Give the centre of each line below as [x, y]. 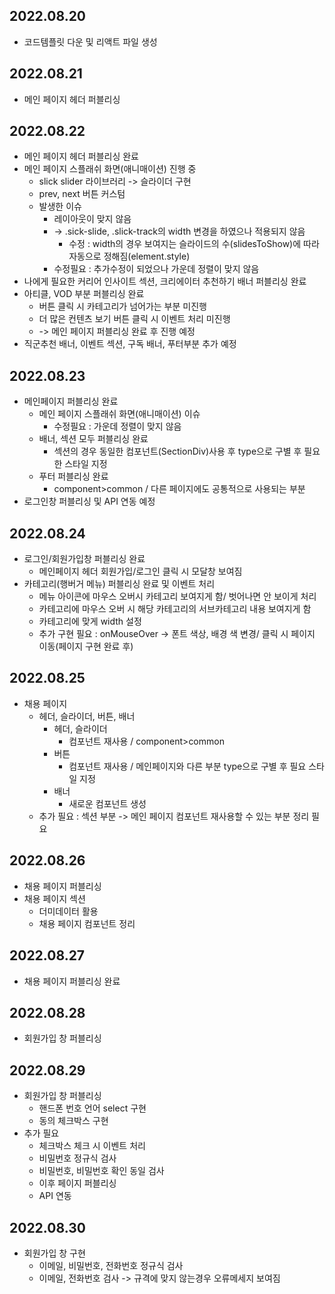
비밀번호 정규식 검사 [77, 1158]
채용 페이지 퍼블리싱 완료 [72, 981]
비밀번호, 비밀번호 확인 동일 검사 [101, 1171]
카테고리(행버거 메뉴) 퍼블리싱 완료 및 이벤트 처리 [119, 584]
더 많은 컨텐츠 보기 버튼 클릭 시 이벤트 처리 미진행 [134, 319]
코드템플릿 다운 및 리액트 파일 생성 [90, 41]
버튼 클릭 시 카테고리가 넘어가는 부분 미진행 [122, 306]
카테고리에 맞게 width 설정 [90, 621]
